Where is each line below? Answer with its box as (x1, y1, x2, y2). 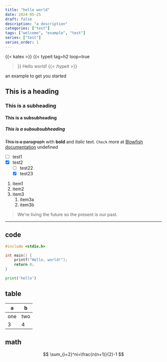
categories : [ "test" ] (5, 26, 50, 31)
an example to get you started (5, 73, 67, 79)
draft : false (5, 16, 32, 21)
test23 (19, 170, 33, 176)
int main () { (5, 253, 32, 258)
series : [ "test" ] (5, 35, 41, 40)
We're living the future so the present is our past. (17, 211, 118, 217)
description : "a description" (5, 21, 68, 26)
